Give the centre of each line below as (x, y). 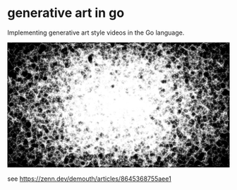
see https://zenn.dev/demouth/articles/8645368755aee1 (89, 179)
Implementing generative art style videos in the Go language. (96, 32)
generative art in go (66, 13)
